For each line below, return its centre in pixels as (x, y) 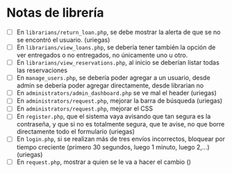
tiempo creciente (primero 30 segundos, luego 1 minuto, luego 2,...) (113, 147)
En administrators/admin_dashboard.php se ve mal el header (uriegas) (116, 93)
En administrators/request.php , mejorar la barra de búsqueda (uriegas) (119, 101)
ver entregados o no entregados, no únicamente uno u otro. (102, 55)
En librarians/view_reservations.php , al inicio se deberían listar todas (118, 63)
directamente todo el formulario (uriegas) (75, 132)
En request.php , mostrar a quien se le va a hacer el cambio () (104, 162)
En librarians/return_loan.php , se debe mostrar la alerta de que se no (118, 32)
